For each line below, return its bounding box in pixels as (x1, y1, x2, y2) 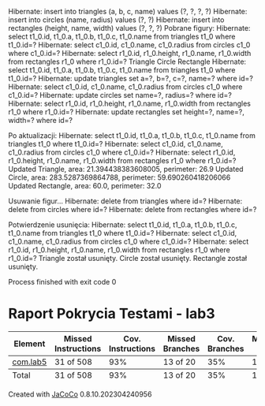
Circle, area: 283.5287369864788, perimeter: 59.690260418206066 (8, 173, 231, 182)
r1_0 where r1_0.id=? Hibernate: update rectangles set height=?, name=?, (8, 107, 244, 117)
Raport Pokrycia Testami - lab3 (8, 305, 215, 322)
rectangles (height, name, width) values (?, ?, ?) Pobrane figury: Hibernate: (8, 24, 251, 32)
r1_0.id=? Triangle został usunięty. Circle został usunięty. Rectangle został (8, 254, 247, 263)
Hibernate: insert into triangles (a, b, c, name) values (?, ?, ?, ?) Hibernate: (8, 7, 248, 16)
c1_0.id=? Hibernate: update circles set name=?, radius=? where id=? (8, 91, 233, 99)
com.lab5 (12, 356, 47, 367)
